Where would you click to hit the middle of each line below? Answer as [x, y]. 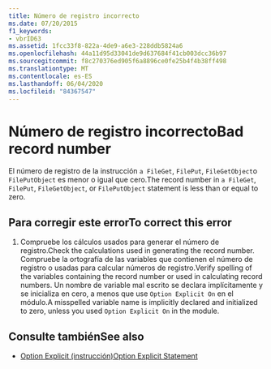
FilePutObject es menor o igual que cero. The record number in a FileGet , [133, 180]
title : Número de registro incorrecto [74, 16]
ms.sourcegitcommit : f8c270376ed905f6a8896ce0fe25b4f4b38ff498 [118, 62]
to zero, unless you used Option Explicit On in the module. [120, 311]
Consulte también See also [76, 336]
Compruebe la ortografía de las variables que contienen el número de [136, 260]
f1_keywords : [30, 31]
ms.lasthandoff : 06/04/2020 [56, 84]
